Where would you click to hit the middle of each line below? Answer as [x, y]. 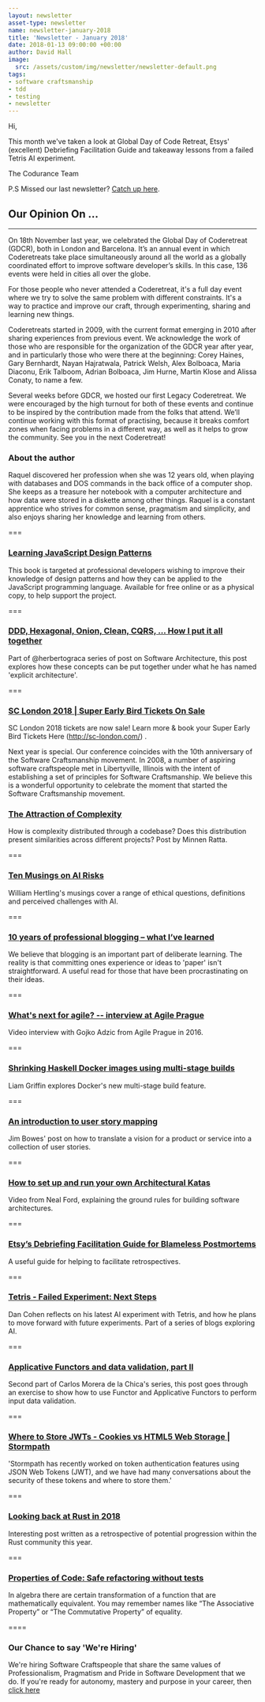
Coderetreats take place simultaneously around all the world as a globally [127, 257]
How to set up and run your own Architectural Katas [109, 1183]
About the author [42, 458]
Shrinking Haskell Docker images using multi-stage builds [121, 1068]
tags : [17, 74]
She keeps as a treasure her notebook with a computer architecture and [125, 492]
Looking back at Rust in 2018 [64, 1516]
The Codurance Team [43, 174]
